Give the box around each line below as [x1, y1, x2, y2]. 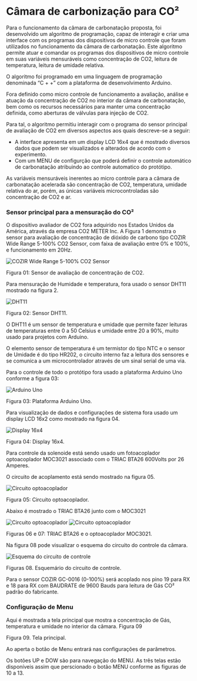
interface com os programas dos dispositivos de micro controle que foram [6, 36, 186, 43]
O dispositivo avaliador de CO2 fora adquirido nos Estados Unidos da [6, 222, 174, 229]
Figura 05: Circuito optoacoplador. [6, 496, 89, 504]
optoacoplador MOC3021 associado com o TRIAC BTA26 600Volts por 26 [6, 456, 185, 463]
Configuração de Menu [6, 603, 74, 611]
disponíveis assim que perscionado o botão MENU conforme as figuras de [6, 663, 186, 670]
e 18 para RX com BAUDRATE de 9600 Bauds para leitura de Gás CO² [6, 582, 175, 589]
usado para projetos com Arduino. [6, 334, 89, 341]
